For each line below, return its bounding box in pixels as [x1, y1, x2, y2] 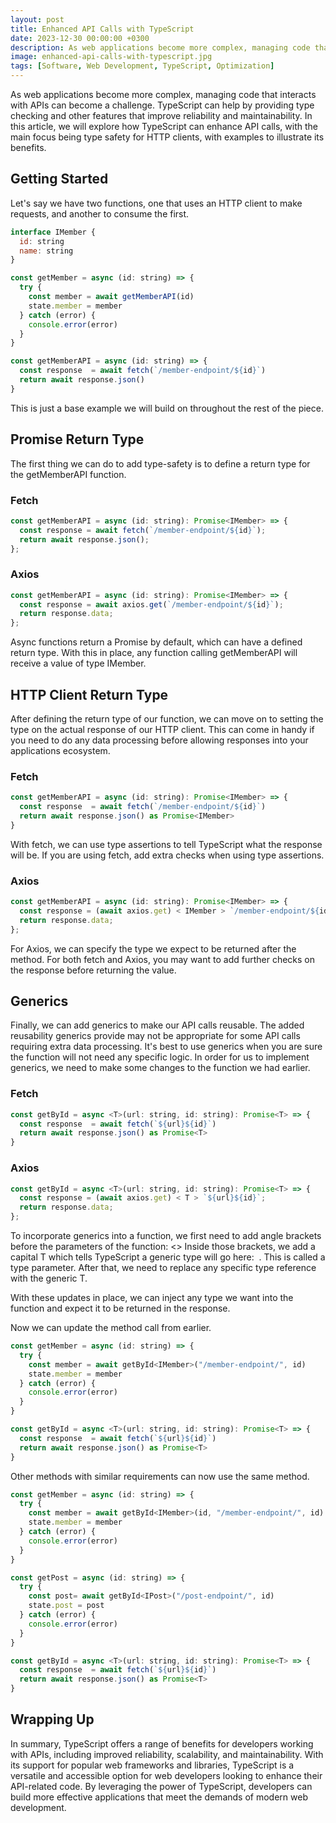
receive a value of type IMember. [10, 657, 147, 670]
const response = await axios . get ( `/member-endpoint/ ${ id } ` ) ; [19, 599, 284, 610]
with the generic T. [10, 1272, 88, 1285]
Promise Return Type [10, 431, 145, 448]
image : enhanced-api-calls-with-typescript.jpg [10, 52, 213, 62]
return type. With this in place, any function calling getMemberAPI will [10, 647, 298, 659]
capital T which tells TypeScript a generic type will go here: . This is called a [10, 1251, 326, 1263]
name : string [19, 246, 74, 256]
